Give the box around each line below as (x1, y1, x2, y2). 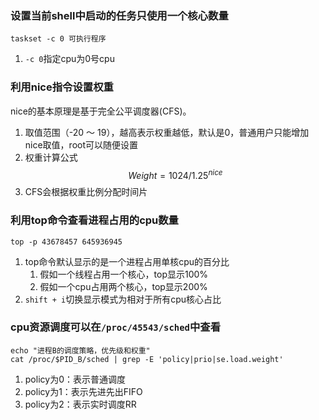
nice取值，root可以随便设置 (24, 138, 139, 151)
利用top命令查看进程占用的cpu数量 (10, 213, 179, 227)
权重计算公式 (24, 151, 78, 163)
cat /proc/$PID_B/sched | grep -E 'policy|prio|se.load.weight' (10, 354, 284, 364)
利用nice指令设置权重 (10, 80, 114, 94)
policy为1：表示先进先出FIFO (24, 385, 143, 397)
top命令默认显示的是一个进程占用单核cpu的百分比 (24, 255, 230, 267)
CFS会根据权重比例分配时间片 (24, 186, 148, 198)
